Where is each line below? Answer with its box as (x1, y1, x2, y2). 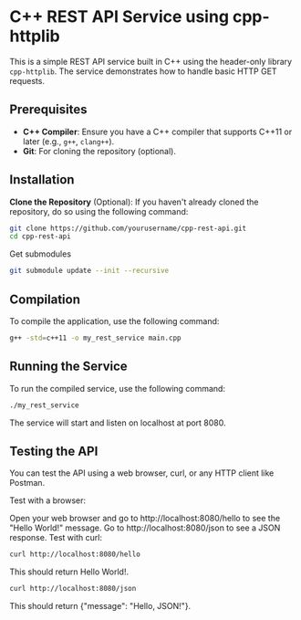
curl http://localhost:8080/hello (9, 550, 141, 559)
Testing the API (9, 443, 99, 458)
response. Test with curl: (9, 532, 103, 543)
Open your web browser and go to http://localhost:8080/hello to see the (9, 513, 281, 524)
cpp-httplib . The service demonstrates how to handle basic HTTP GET (9, 66, 277, 77)
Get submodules (9, 248, 71, 259)
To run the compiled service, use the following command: (9, 383, 226, 394)
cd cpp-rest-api (9, 232, 71, 241)
